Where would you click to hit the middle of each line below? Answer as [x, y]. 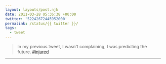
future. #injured [33, 52]
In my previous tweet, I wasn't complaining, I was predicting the [82, 47]
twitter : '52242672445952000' [36, 19]
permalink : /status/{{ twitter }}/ [42, 23]
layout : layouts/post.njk [32, 10]
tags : [11, 28]
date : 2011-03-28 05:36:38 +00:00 [41, 14]
